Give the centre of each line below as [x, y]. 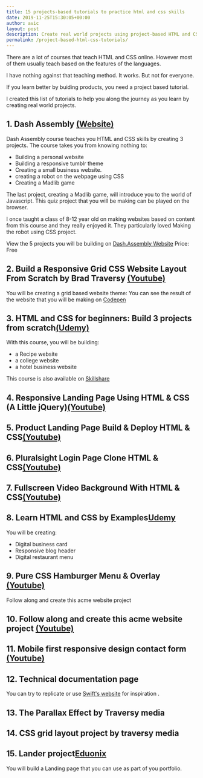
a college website [37, 361]
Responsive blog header [45, 551]
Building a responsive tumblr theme [59, 163]
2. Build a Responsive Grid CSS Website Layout [97, 269]
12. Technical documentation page [72, 679]
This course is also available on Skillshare [58, 379]
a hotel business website [46, 367]
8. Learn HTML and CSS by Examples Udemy [91, 518]
